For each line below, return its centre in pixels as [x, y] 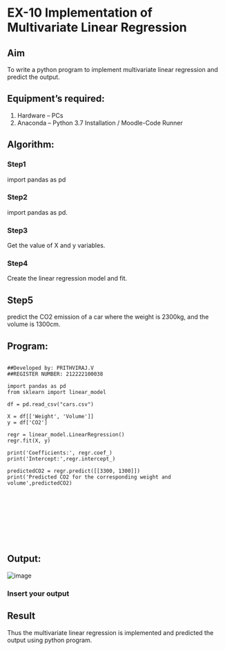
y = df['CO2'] [28, 423]
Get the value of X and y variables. [56, 246]
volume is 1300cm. [34, 324]
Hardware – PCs [40, 115]
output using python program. [50, 640]
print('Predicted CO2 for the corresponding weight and [89, 477]
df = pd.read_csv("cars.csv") [51, 404]
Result [21, 616]
